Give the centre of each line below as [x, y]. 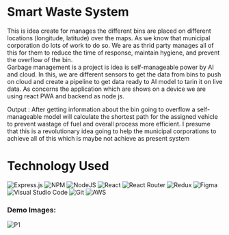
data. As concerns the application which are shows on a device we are [107, 89]
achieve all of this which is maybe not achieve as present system [98, 138]
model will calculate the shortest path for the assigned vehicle [131, 116]
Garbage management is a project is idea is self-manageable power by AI [110, 67]
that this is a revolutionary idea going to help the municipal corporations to [112, 131]
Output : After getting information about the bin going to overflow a [102, 109]
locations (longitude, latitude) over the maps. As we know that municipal [109, 38]
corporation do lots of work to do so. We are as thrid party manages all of [110, 45]
